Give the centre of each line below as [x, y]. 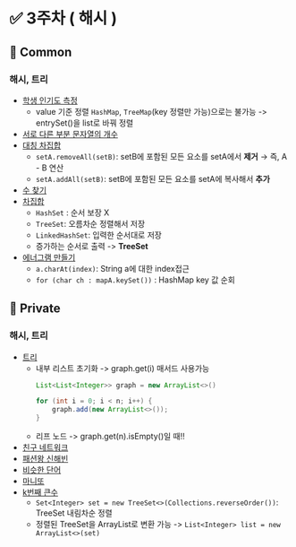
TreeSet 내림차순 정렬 [74, 513]
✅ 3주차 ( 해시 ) [63, 18]
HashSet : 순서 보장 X [72, 213]
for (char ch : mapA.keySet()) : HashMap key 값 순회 [135, 280]
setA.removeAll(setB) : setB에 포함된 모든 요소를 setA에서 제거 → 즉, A [161, 156]
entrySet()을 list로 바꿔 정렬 [85, 123]
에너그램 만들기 [49, 257]
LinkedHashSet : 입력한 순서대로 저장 [99, 235]
